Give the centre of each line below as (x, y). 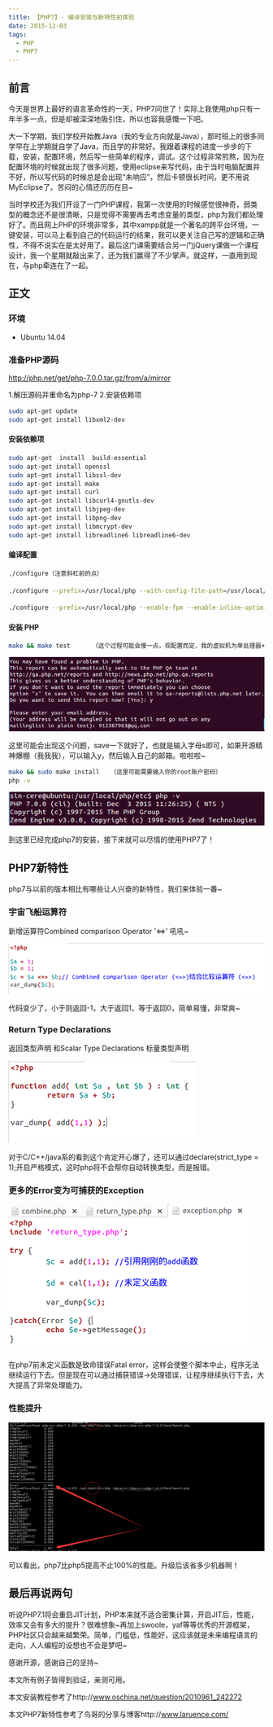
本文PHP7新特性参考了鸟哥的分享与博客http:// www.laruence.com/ (119, 1714)
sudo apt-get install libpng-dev (65, 518)
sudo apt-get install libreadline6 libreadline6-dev (100, 535)
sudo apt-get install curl (54, 493)
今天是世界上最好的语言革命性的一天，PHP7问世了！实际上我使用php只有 (131, 108)
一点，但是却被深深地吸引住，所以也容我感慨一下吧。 (119, 119)
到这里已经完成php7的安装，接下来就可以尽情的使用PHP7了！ (112, 839)
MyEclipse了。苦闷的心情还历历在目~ (71, 186)
